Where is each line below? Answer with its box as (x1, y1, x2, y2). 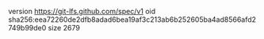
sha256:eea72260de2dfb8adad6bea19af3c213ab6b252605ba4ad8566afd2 (8, 15, 256, 24)
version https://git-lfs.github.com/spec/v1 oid (8, 7, 156, 16)
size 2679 (48, 23, 81, 32)
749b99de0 (8, 23, 47, 32)
